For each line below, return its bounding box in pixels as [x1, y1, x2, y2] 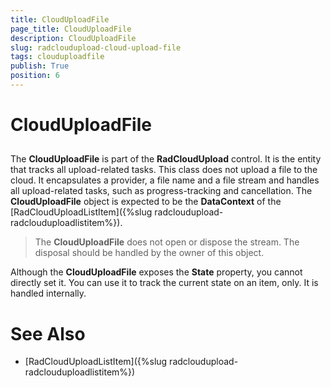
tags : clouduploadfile [10, 52, 105, 62]
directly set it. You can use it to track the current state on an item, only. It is [10, 277, 319, 289]
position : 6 [10, 71, 60, 81]
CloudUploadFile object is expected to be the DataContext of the [10, 196, 282, 208]
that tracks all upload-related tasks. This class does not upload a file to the [10, 164, 318, 176]
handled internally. [10, 287, 87, 300]
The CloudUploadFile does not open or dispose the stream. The [34, 236, 300, 248]
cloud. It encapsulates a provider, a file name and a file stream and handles [10, 174, 320, 186]
